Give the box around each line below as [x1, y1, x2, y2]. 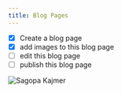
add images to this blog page [19, 42, 114, 51]
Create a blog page [19, 33, 83, 43]
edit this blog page [19, 50, 81, 60]
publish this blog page [19, 60, 92, 69]
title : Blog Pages [8, 11, 68, 20]
